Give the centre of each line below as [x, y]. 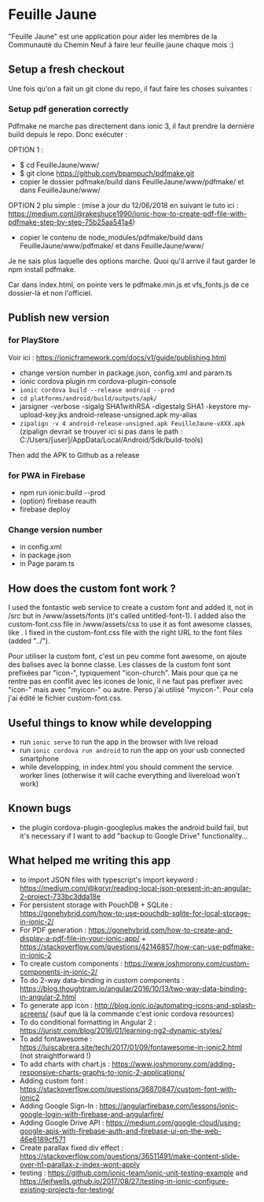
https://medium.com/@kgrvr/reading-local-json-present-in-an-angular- [136, 888]
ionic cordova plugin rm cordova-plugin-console [98, 381]
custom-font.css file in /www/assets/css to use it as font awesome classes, [130, 624]
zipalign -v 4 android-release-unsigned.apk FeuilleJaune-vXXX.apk [132, 423]
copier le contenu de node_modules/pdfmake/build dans [111, 237]
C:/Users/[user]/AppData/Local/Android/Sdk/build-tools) [111, 440]
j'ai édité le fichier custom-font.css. [66, 698]
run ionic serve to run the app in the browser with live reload [119, 742]
